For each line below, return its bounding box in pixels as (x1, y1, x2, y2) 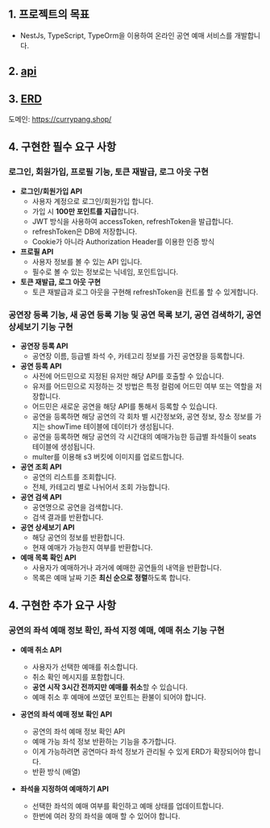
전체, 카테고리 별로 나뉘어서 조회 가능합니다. (31, 482, 171, 492)
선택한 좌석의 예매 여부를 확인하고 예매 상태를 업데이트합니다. (31, 801, 224, 810)
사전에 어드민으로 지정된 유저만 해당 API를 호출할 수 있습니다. (31, 372, 224, 381)
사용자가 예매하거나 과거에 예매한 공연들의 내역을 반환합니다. (31, 563, 222, 572)
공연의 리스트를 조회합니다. (31, 472, 117, 481)
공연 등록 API (19, 361, 62, 371)
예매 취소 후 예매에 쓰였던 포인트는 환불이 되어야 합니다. (31, 692, 207, 701)
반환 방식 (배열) (31, 767, 81, 776)
